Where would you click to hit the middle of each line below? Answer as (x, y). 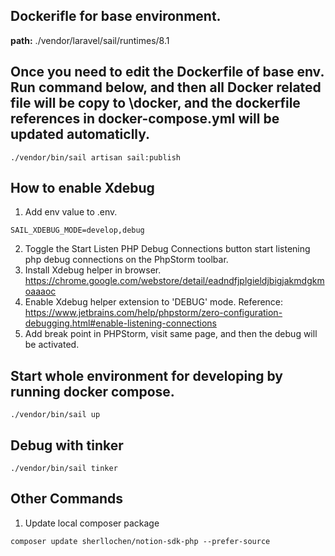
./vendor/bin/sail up (55, 415)
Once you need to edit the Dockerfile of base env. (167, 72)
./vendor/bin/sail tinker (64, 469)
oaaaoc (40, 291)
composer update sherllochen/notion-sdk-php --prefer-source (140, 541)
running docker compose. (92, 391)
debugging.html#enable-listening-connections (120, 323)
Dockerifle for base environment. (116, 16)
